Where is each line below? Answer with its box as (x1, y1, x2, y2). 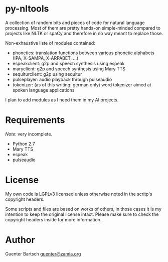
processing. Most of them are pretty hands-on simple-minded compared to (5, 25, 160, 31)
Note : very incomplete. (5, 131, 53, 137)
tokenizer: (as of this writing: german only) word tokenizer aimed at (12, 81, 151, 88)
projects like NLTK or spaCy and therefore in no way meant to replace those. (5, 30, 163, 36)
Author (5, 234, 35, 245)
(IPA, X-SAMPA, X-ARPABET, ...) (12, 55, 79, 61)
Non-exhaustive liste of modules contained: (5, 40, 95, 46)
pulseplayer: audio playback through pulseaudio (12, 76, 112, 82)
